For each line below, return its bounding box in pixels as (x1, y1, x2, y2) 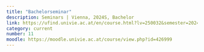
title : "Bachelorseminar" (6, 8, 72, 15)
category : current (6, 25, 53, 32)
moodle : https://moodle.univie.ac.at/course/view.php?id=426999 (6, 36, 172, 42)
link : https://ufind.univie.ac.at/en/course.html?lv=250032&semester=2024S (6, 20, 202, 26)
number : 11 (6, 31, 34, 37)
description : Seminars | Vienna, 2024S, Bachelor (6, 14, 135, 20)
